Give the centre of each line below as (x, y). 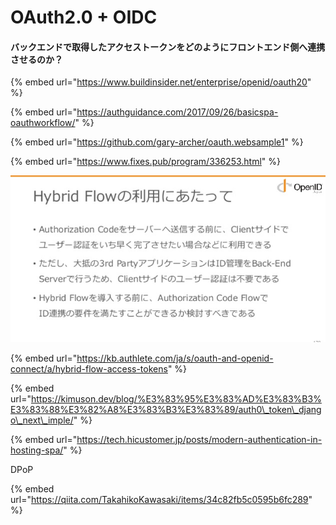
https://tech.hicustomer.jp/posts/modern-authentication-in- (199, 439)
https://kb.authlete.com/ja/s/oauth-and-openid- (175, 358)
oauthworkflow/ (43, 123)
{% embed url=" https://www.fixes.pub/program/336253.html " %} (146, 162)
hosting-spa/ (37, 450)
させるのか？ (36, 59)
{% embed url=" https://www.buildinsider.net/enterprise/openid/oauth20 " (161, 82)
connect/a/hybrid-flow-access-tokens (89, 368)
